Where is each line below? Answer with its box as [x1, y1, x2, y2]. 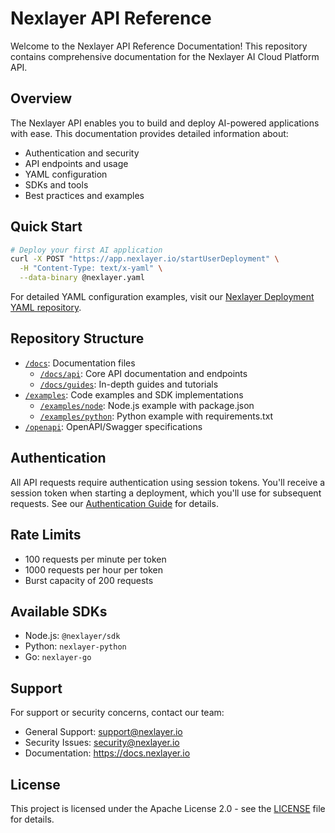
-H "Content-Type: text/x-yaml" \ [19, 263, 163, 274]
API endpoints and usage [24, 157, 129, 169]
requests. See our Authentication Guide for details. [10, 497, 219, 509]
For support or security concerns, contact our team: [10, 707, 225, 719]
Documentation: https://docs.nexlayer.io [24, 747, 191, 759]
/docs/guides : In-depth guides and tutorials [39, 378, 219, 390]
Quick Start [10, 218, 83, 236]
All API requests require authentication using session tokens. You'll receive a [10, 476, 326, 488]
